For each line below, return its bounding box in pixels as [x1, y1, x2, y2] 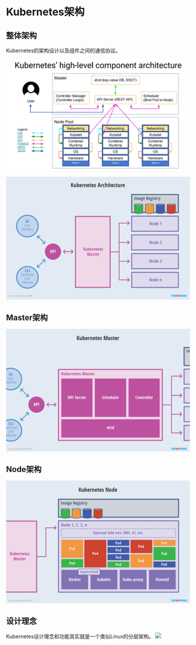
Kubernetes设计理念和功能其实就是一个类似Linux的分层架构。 [6, 633, 155, 640]
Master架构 [6, 312, 48, 322]
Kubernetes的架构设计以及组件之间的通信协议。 [6, 47, 121, 54]
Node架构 [6, 464, 42, 474]
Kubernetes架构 [6, 5, 85, 19]
